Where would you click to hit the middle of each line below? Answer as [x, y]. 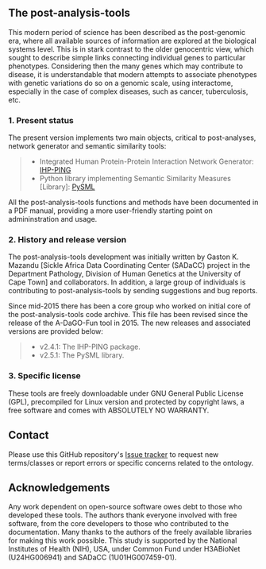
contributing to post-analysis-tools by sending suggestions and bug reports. [133, 291]
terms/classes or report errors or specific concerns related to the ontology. [131, 463]
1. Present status [41, 120]
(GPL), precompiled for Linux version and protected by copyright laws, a [126, 401]
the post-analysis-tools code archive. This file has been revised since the [128, 315]
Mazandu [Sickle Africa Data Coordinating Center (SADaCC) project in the [129, 265]
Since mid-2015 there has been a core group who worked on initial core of [130, 306]
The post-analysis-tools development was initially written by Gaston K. [124, 257]
